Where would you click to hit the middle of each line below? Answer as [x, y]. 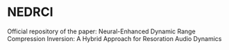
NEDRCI [30, 12]
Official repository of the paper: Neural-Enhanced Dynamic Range [101, 31]
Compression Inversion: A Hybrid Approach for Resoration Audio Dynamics [114, 38]
